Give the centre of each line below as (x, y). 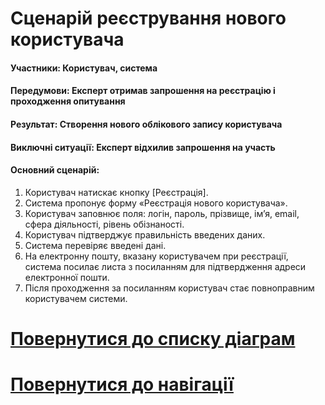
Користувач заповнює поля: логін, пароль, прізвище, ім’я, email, (162, 213)
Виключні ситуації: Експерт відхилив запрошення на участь (143, 147)
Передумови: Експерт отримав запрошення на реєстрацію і (143, 91)
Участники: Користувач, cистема (84, 68)
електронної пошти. (67, 277)
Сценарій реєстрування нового (148, 18)
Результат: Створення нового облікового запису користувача (146, 124)
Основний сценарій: (55, 170)
